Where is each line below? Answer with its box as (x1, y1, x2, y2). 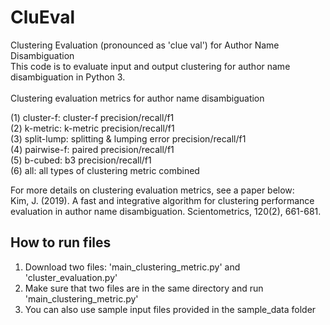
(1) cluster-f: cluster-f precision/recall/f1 (10, 111, 175, 123)
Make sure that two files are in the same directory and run (24, 282, 264, 294)
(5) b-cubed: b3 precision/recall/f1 (10, 154, 152, 166)
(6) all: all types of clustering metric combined (10, 164, 200, 176)
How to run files (10, 234, 112, 251)
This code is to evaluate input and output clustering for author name (10, 60, 291, 72)
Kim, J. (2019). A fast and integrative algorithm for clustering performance (10, 194, 315, 206)
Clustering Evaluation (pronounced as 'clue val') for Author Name (10, 39, 280, 51)
